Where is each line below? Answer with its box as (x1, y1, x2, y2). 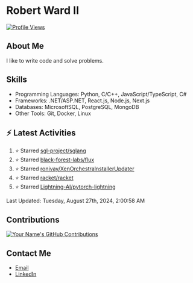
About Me (6, 41, 44, 51)
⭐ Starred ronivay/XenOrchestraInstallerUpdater (14, 165, 134, 172)
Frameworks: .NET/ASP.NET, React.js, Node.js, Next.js (14, 97, 150, 104)
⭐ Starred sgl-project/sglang (14, 147, 86, 154)
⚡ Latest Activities (6, 128, 76, 138)
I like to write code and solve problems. (6, 57, 104, 64)
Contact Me (6, 248, 51, 258)
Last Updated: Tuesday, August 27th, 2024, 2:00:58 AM (6, 197, 145, 205)
